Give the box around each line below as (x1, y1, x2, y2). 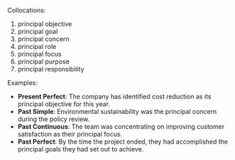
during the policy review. (17, 115, 90, 123)
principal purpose (17, 57, 70, 66)
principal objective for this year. (17, 100, 111, 108)
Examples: (7, 79, 38, 87)
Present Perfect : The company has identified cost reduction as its (17, 92, 212, 101)
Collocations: (7, 6, 46, 14)
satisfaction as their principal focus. (17, 130, 123, 138)
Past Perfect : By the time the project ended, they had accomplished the (17, 137, 229, 146)
